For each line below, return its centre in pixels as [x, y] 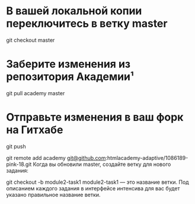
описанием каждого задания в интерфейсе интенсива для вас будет [93, 188]
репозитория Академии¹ [70, 77]
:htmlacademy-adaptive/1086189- [147, 158]
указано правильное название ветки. [53, 194]
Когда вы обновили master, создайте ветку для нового [102, 164]
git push [16, 146]
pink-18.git [19, 164]
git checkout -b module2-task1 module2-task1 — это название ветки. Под [97, 182]
